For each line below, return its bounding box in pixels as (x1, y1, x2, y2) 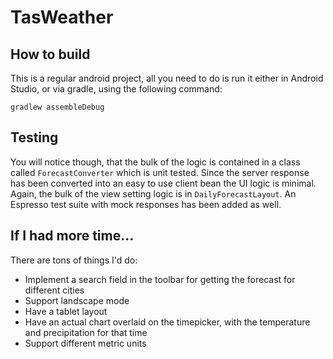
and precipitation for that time (24, 326, 148, 338)
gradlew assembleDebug (10, 102, 105, 112)
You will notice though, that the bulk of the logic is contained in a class (10, 156, 301, 168)
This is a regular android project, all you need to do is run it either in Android (10, 72, 324, 84)
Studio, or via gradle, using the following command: (10, 83, 223, 95)
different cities (24, 284, 85, 296)
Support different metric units (24, 337, 147, 349)
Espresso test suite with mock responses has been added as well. (10, 198, 282, 210)
